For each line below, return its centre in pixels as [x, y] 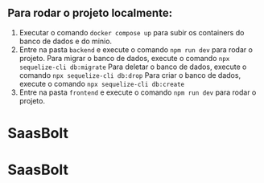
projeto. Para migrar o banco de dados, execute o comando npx [124, 58]
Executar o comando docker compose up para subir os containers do [132, 32]
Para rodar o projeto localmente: [90, 13]
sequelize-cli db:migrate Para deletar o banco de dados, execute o [133, 67]
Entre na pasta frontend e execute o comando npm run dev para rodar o [138, 92]
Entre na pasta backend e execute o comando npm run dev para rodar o [136, 49]
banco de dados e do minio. [66, 41]
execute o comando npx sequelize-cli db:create [102, 83]
